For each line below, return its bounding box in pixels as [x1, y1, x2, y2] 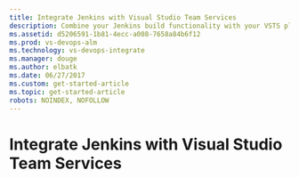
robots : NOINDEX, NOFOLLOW [9, 95, 109, 105]
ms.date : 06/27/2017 [9, 71, 86, 80]
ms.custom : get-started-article [9, 79, 129, 88]
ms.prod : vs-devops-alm [9, 37, 98, 47]
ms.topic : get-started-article [9, 87, 125, 96]
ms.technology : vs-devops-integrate [9, 46, 145, 55]
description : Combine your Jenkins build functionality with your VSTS [9, 21, 280, 30]
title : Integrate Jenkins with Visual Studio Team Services [9, 12, 238, 22]
